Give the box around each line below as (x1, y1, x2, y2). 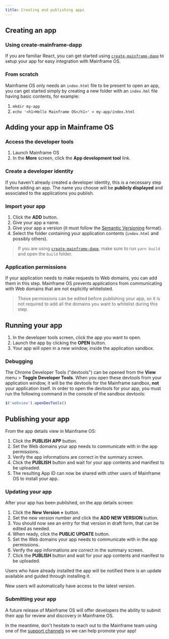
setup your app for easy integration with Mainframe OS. (5, 58, 121, 64)
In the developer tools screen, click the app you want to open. (12, 335, 141, 340)
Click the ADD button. (12, 214, 58, 220)
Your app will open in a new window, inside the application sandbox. (12, 345, 155, 351)
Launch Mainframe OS (12, 150, 60, 156)
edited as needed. (12, 526, 50, 532)
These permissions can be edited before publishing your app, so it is (17, 296, 160, 302)
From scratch (5, 71, 39, 78)
